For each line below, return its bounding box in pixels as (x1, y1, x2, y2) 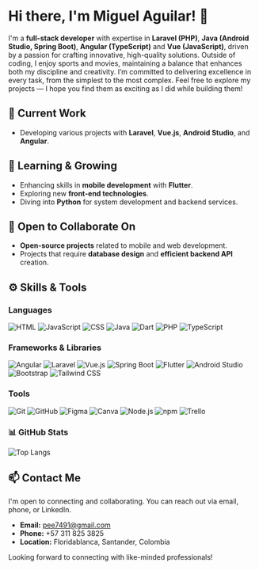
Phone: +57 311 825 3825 (19, 528, 105, 538)
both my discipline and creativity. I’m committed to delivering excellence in (8, 66, 252, 76)
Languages (8, 304, 53, 315)
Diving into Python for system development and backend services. (19, 197, 238, 207)
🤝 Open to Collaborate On (8, 219, 136, 233)
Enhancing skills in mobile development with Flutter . (19, 180, 193, 189)
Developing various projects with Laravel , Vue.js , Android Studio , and (19, 127, 250, 137)
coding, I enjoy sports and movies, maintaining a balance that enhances (8, 59, 242, 68)
